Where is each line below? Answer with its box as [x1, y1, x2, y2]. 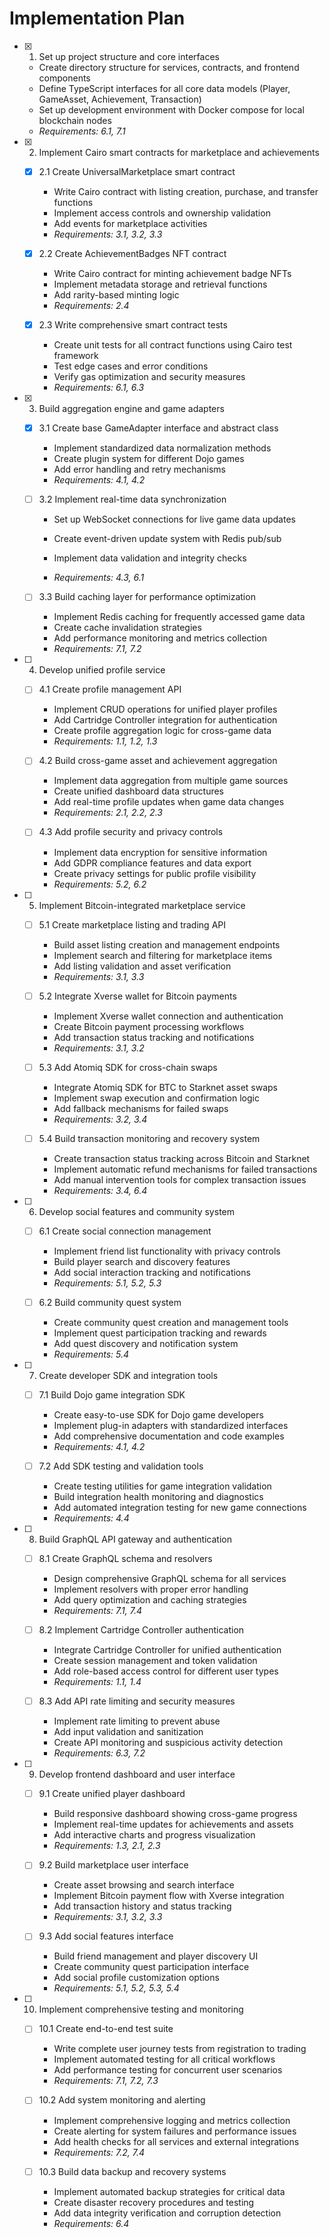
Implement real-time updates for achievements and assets [53, 1818, 294, 1831]
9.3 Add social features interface [38, 1930, 174, 1942]
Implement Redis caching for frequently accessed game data [53, 611, 306, 623]
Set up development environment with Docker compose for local [38, 103, 305, 116]
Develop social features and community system [38, 1205, 235, 1217]
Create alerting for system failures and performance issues [53, 2125, 297, 2137]
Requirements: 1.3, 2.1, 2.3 [53, 1840, 161, 1852]
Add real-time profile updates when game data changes [53, 796, 285, 808]
